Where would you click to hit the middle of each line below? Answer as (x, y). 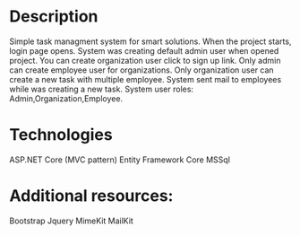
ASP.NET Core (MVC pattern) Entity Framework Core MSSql (120, 160)
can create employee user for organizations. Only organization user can (142, 70)
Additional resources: (91, 196)
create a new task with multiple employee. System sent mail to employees (146, 79)
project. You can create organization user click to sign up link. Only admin (145, 60)
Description (54, 17)
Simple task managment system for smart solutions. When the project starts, (150, 41)
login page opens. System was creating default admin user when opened (144, 50)
